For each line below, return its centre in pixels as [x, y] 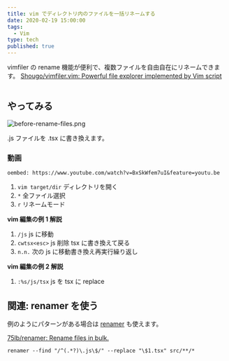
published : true [31, 46]
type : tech [23, 40]
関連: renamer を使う [53, 306]
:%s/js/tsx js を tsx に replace [61, 282]
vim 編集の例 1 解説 [35, 219]
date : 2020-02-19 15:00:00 [46, 20]
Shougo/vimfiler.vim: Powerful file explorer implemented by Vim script [121, 76]
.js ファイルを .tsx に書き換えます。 [58, 138]
